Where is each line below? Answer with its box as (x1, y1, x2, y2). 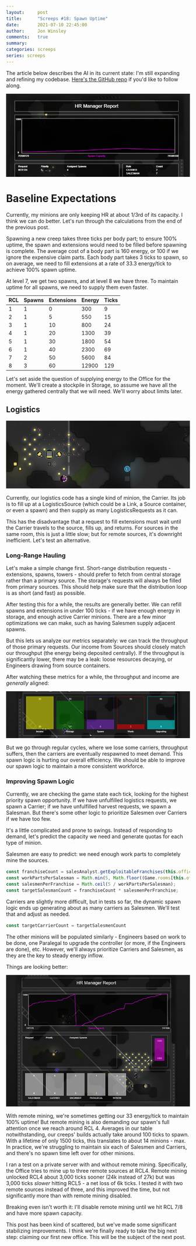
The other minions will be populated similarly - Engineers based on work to (6, 933, 187, 940)
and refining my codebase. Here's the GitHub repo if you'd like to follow (6, 76, 178, 83)
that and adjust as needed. (6, 910, 71, 917)
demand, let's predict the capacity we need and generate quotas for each (6, 833, 183, 840)
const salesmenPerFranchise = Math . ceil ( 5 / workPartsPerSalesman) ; (6, 881, 176, 887)
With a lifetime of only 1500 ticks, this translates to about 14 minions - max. (6, 1137, 186, 1144)
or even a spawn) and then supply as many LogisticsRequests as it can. (6, 507, 178, 514)
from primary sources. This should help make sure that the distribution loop (6, 583, 188, 590)
